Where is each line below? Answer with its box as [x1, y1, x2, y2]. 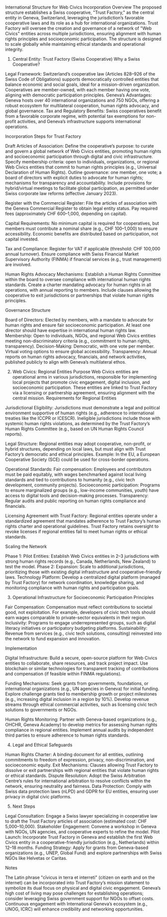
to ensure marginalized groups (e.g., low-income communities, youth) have [5, 487, 159, 493]
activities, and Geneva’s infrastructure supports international [17, 119, 141, 124]
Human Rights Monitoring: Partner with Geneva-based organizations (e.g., [5, 716, 157, 722]
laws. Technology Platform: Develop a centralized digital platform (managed [5, 574, 161, 580]
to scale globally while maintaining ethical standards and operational [5, 41, 146, 47]
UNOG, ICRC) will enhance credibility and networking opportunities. [5, 906, 144, 912]
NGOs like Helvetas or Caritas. [5, 855, 68, 861]
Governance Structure [5, 307, 51, 313]
